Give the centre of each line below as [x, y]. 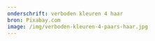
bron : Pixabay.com [34, 20]
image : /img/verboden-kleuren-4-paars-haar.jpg [78, 26]
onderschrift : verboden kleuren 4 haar [65, 14]
